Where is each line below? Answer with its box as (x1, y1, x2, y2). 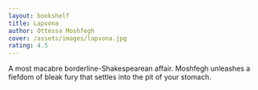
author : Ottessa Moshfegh (8, 27, 95, 35)
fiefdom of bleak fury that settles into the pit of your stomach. (8, 72, 212, 82)
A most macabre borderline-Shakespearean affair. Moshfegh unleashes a (8, 63, 251, 73)
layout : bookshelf (8, 11, 70, 20)
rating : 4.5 (8, 42, 48, 50)
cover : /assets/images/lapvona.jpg (8, 34, 127, 43)
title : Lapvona (8, 19, 59, 27)
